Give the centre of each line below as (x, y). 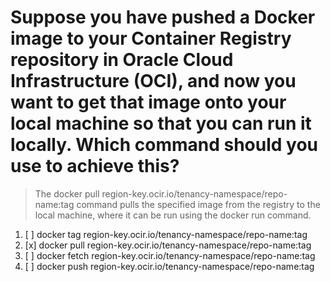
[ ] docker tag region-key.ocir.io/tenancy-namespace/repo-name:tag (166, 234)
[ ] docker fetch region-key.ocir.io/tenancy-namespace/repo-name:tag (170, 255)
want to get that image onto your (148, 102)
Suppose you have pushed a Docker (163, 17)
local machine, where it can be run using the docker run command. (173, 215)
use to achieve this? (95, 166)
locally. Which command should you (164, 145)
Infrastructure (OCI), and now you (153, 81)
